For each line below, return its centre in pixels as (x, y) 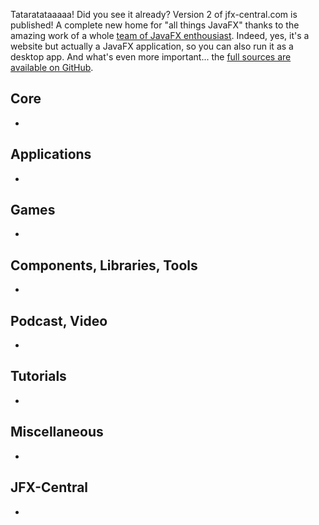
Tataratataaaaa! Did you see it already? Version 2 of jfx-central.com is (154, 14)
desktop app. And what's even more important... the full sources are (151, 57)
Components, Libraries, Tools (104, 265)
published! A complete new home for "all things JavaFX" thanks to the (155, 25)
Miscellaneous (57, 432)
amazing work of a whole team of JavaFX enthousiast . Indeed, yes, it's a (160, 35)
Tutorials (38, 376)
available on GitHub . (52, 67)
